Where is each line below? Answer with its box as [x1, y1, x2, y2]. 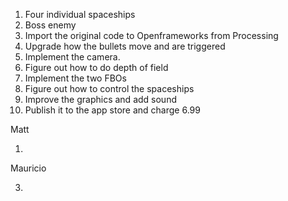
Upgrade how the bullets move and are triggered [24, 40, 226, 52]
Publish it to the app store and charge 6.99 [24, 104, 201, 116]
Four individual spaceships [24, 9, 136, 20]
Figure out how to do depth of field [24, 62, 169, 73]
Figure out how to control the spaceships [24, 83, 195, 94]
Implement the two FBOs [24, 72, 127, 84]
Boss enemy [24, 19, 77, 31]
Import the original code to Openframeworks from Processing [24, 30, 279, 41]
